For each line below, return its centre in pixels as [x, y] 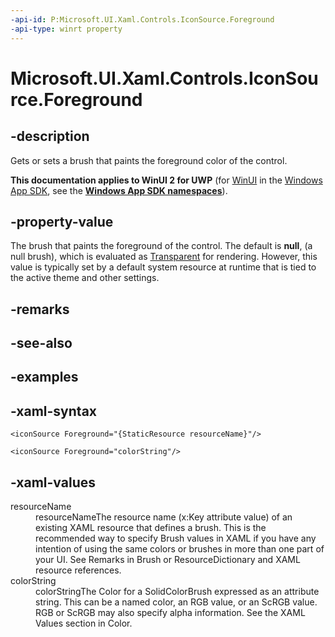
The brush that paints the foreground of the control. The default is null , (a [161, 246]
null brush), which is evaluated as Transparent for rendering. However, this [164, 257]
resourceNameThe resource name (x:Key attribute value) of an [164, 517]
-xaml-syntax [54, 411]
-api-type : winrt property [66, 29]
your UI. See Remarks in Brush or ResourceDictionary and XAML [168, 560]
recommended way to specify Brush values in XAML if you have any [176, 538]
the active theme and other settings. [85, 278]
